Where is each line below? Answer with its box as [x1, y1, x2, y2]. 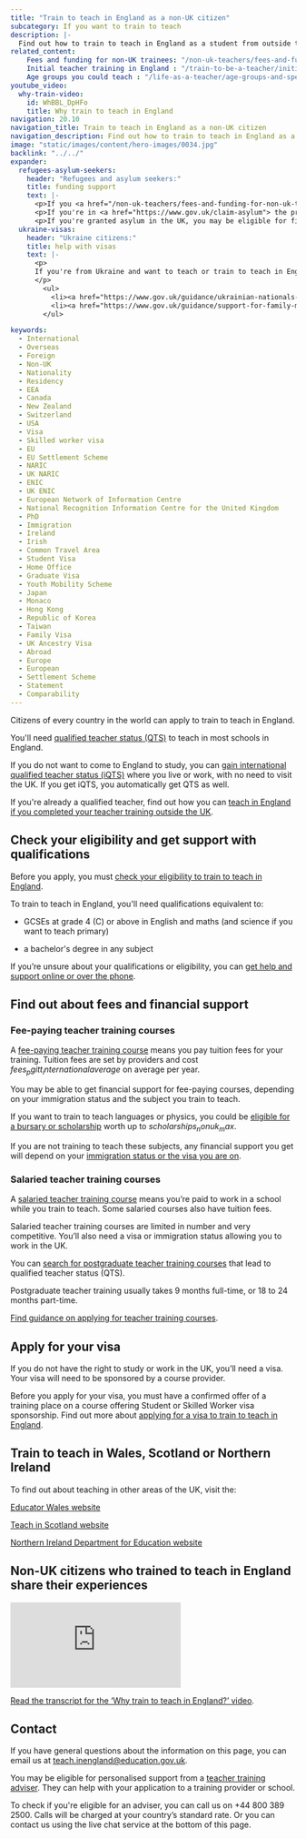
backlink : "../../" [10, 148, 84, 157]
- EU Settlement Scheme [18, 452, 108, 462]
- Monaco [18, 597, 52, 606]
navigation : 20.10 [10, 115, 80, 124]
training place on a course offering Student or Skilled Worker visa [10, 1399, 255, 1410]
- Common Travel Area [18, 546, 101, 555]
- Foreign [18, 351, 55, 360]
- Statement [18, 682, 64, 691]
